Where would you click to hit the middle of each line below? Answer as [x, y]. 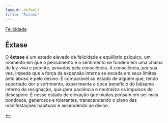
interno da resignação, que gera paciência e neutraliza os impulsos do [79, 90]
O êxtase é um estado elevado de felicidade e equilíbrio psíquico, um [78, 57]
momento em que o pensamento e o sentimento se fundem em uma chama [84, 63]
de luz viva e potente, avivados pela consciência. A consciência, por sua [81, 68]
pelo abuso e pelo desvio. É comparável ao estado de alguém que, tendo [82, 78]
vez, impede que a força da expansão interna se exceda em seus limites [81, 73]
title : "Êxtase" [22, 15]
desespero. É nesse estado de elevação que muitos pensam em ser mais [82, 95]
